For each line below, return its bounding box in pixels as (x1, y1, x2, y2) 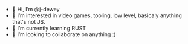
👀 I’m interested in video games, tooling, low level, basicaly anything (11, 12, 183, 19)
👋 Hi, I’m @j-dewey (11, 6, 60, 12)
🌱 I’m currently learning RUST (11, 24, 86, 32)
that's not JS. (11, 18, 45, 25)
